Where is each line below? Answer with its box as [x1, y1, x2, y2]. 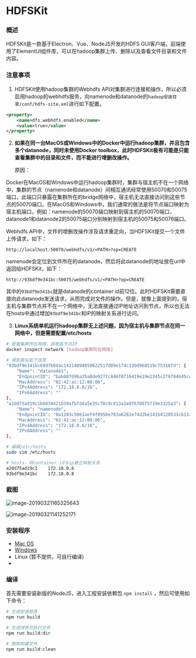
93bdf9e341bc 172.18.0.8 [6, 471, 75, 477]
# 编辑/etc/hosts [6, 444, 47, 450]
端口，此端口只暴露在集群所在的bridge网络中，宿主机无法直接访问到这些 [6, 194, 180, 201]
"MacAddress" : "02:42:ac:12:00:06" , [16, 417, 106, 423]
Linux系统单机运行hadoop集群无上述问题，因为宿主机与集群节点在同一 [14, 322, 185, 329]
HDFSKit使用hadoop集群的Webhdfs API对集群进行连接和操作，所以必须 [14, 85, 187, 92]
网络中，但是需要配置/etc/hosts [14, 329, 92, 337]
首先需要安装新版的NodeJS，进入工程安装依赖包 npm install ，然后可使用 [6, 590, 185, 597]
